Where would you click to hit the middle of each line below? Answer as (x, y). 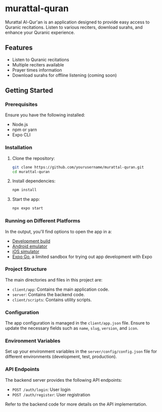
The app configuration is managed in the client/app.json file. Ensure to (78, 323)
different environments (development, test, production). (61, 357)
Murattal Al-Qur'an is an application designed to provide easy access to (78, 22)
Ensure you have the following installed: (45, 115)
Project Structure (26, 269)
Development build (31, 241)
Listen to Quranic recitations (41, 60)
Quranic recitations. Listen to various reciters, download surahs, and (74, 27)
